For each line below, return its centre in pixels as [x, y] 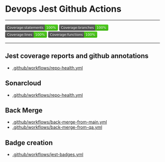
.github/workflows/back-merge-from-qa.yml [57, 127]
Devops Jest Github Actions [63, 9]
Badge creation [29, 143]
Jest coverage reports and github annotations [77, 56]
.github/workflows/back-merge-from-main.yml [59, 122]
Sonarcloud [23, 83]
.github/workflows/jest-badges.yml [48, 155]
